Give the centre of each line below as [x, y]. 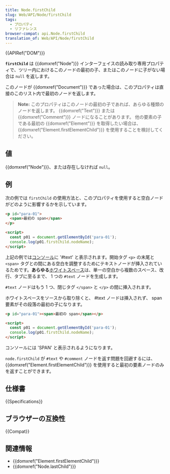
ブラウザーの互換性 [35, 419]
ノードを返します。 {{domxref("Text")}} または [66, 111]
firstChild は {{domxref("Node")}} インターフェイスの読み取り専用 [76, 63]
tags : [11, 19]
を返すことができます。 [30, 371]
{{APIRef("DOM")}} [25, 53]
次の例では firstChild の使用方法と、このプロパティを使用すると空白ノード [84, 198]
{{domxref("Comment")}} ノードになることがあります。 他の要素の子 [90, 117]
